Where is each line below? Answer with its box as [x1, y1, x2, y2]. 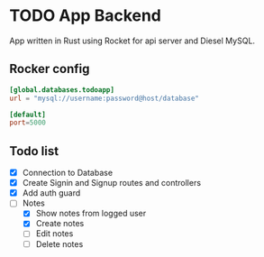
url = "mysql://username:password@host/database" [9, 94, 200, 103]
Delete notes [35, 238, 84, 249]
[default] [9, 110, 47, 119]
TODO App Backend [9, 5, 162, 26]
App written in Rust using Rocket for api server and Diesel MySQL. [9, 35, 255, 46]
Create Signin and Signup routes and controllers [22, 178, 201, 188]
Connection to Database [22, 168, 114, 179]
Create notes [35, 218, 85, 229]
